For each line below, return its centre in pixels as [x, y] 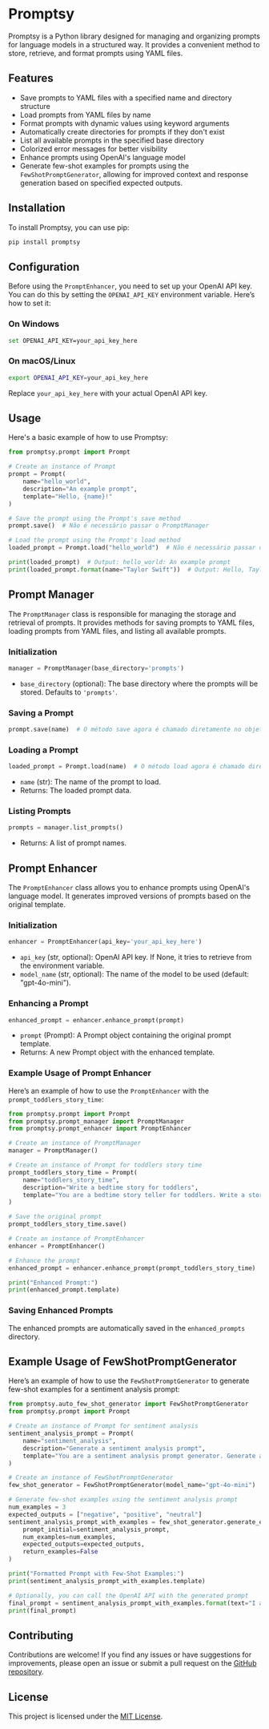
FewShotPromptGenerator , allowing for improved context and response [134, 174]
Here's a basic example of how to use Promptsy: [88, 437]
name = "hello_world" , [57, 482]
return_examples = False [60, 1552]
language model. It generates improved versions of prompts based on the [130, 896]
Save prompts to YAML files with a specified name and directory [126, 98]
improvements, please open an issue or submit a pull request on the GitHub [132, 1663]
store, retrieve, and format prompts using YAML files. [96, 53]
